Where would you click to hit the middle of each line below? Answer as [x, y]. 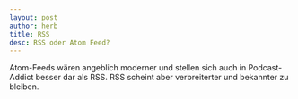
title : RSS [30, 34]
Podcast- [265, 68]
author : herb [34, 26]
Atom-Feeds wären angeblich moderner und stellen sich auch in [128, 68]
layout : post [34, 17]
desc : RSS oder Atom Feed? [60, 42]
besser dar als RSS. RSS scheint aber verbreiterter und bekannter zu [162, 78]
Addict [22, 78]
